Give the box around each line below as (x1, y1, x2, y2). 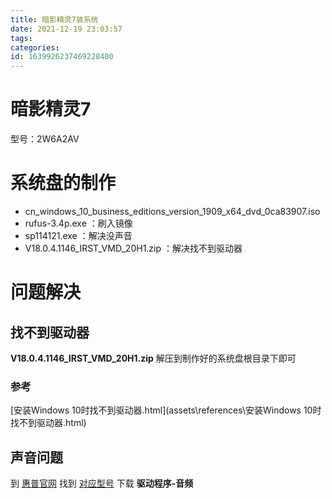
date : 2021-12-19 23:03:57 (10, 24, 123, 34)
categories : (10, 42, 60, 53)
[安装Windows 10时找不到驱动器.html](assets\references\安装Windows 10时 (10, 404, 322, 416)
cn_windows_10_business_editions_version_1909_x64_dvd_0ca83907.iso (24, 206, 321, 217)
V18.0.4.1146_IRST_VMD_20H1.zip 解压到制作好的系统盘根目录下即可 (10, 352, 297, 364)
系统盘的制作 (10, 172, 117, 195)
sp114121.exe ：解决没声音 (24, 230, 133, 241)
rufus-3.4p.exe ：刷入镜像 (24, 217, 133, 229)
